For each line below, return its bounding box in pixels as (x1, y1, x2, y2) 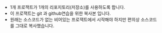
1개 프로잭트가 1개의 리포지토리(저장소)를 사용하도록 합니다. (9, 4, 125, 10)
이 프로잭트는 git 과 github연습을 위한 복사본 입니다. (9, 10, 111, 16)
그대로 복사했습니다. (15, 23, 54, 29)
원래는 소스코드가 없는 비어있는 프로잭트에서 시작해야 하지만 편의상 (9, 17, 140, 22)
